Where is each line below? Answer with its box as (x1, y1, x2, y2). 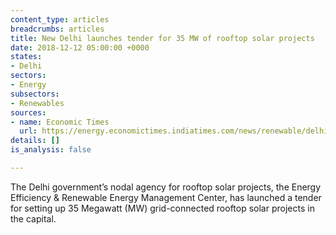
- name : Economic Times (10, 117, 110, 127)
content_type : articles (10, 14, 110, 25)
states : (10, 52, 43, 62)
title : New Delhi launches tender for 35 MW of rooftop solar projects (10, 33, 315, 43)
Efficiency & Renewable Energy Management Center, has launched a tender (10, 191, 322, 203)
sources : (10, 107, 47, 118)
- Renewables (10, 98, 65, 108)
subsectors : (10, 89, 60, 99)
